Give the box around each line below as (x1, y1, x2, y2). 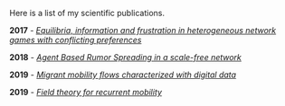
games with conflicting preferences (9, 35, 142, 45)
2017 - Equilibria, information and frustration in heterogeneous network (9, 25, 277, 35)
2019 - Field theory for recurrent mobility (9, 87, 163, 97)
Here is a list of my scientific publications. (9, 8, 166, 18)
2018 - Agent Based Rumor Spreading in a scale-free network (9, 52, 242, 62)
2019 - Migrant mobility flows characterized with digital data (9, 69, 237, 80)
